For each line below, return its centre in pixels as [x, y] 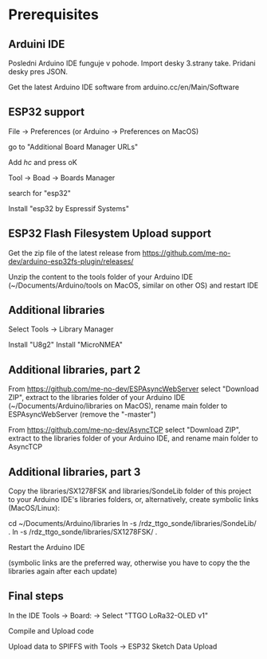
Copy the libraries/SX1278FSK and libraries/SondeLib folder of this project [130, 491]
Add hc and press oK [43, 162]
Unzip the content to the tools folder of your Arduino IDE [101, 277]
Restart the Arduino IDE [47, 547]
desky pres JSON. [38, 72]
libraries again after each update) [63, 571]
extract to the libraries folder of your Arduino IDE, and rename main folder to [133, 438]
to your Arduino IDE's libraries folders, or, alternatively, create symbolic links [133, 500]
